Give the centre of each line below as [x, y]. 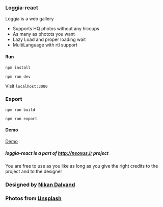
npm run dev [18, 76]
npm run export [21, 119]
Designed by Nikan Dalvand [40, 185]
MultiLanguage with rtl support [45, 45]
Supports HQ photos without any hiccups [56, 29]
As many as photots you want [44, 34]
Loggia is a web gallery [30, 19]
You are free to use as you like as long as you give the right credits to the [82, 166]
